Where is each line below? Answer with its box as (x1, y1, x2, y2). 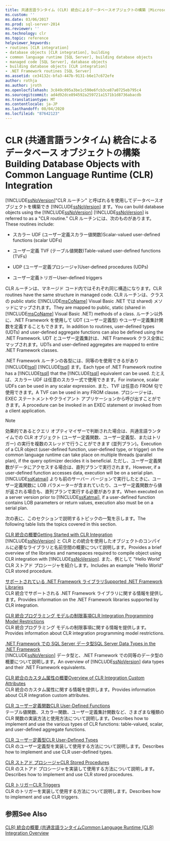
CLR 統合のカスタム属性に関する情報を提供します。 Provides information (5, 686, 156, 692)
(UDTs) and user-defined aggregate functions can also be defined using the (5, 329, 163, 335)
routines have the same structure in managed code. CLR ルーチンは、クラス (5, 291, 164, 298)
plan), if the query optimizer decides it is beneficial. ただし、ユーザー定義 (5, 457, 158, 464)
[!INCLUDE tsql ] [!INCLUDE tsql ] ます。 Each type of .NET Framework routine (5, 363, 162, 370)
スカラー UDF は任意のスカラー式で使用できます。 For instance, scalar (14, 376, 159, 383)
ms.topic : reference (5, 36, 49, 41)
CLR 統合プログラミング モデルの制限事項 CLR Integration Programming (5, 612, 153, 618)
